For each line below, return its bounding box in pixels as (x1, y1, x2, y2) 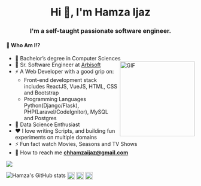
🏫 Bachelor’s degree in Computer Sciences (14, 55, 121, 62)
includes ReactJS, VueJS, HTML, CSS (23, 83, 118, 90)
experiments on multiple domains (14, 134, 98, 141)
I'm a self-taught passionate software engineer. (29, 27, 172, 35)
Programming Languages (23, 96, 87, 103)
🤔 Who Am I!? (6, 41, 41, 48)
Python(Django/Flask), (23, 102, 80, 109)
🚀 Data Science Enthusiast (14, 121, 80, 128)
